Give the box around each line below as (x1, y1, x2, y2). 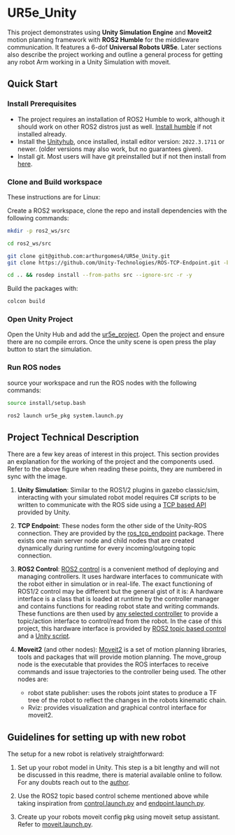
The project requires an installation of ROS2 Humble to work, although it (17, 115, 225, 123)
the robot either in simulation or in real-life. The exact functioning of (17, 580, 213, 588)
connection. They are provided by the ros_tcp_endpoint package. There (17, 529, 225, 538)
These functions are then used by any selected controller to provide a (17, 610, 219, 618)
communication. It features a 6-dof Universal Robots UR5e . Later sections (7, 43, 222, 51)
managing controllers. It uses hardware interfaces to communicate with (17, 572, 223, 581)
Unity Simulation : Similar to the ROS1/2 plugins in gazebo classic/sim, (17, 486, 220, 494)
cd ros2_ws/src (7, 240, 52, 247)
